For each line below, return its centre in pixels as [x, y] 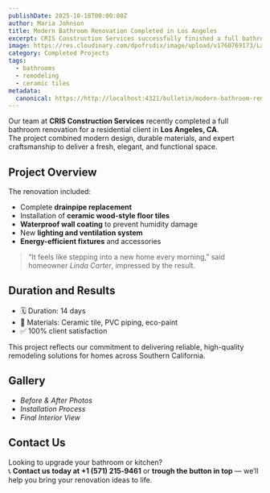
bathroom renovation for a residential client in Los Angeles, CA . [114, 130]
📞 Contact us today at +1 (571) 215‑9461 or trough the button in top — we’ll [133, 470]
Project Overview [53, 172]
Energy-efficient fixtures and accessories [90, 242]
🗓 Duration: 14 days [53, 310]
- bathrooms [36, 68]
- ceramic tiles [43, 83]
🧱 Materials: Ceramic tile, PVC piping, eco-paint [99, 322]
